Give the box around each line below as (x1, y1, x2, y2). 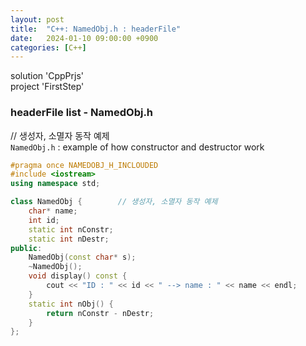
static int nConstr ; (28, 224, 114, 235)
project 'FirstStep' (10, 81, 85, 93)
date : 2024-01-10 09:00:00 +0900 (10, 33, 159, 43)
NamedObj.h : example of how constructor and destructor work (10, 141, 265, 153)
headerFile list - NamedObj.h (10, 106, 154, 120)
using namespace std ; (10, 179, 101, 189)
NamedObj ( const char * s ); (28, 252, 137, 263)
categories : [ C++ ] (10, 42, 87, 53)
